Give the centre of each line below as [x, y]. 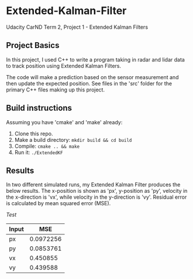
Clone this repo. [34, 134]
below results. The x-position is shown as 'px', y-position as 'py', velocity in [97, 191]
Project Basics [33, 45]
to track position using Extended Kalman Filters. [64, 66]
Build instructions [39, 108]
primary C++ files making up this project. [56, 90]
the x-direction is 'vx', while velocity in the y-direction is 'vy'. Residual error [96, 197]
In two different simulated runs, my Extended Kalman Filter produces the [93, 185]
